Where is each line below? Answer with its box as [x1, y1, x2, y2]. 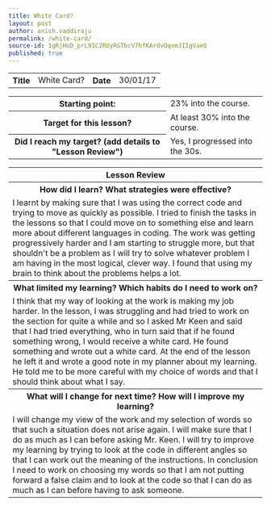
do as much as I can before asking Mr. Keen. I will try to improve [12, 434, 255, 445]
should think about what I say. [12, 376, 126, 387]
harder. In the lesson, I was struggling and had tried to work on [12, 306, 250, 316]
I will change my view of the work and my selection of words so [12, 414, 252, 424]
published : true [8, 49, 63, 57]
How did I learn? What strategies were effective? [39, 184, 232, 194]
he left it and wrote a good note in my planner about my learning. [12, 356, 257, 367]
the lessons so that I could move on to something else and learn [12, 217, 254, 228]
